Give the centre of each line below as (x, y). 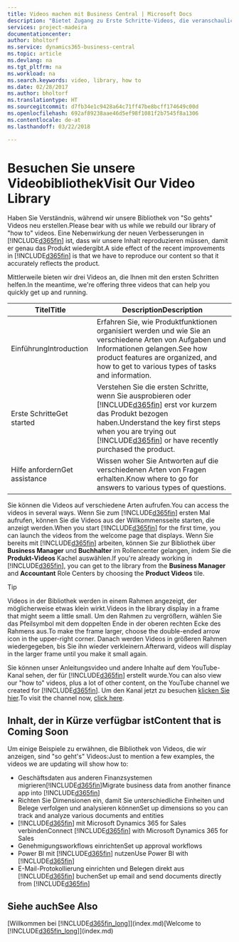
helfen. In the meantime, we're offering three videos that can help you (109, 285)
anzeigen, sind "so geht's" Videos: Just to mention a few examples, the (111, 757)
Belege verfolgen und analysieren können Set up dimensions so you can (123, 808)
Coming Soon (38, 731)
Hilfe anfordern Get (42, 470)
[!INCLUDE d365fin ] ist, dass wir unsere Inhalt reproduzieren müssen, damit (118, 241)
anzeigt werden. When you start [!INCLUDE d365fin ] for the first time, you (114, 528)
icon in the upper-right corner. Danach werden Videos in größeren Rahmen (117, 639)
